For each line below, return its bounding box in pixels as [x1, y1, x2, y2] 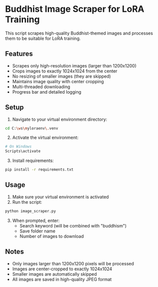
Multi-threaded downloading [12, 84, 70, 90]
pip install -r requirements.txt [5, 167, 74, 172]
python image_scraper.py [5, 208, 56, 214]
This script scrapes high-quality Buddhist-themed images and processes [5, 30, 154, 36]
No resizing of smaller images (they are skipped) [12, 73, 111, 79]
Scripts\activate [5, 149, 41, 154]
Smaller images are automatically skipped [12, 271, 97, 277]
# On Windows [5, 144, 32, 149]
